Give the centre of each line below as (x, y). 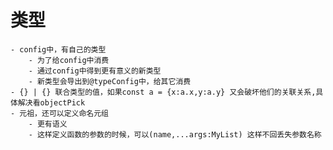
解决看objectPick (51, 102)
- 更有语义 (48, 124)
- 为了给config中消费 (69, 60)
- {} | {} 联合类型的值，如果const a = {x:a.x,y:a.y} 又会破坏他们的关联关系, (163, 92)
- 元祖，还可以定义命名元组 (60, 113)
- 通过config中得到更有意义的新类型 (95, 71)
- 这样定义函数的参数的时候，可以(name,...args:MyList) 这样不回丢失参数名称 (175, 134)
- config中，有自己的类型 (58, 49)
